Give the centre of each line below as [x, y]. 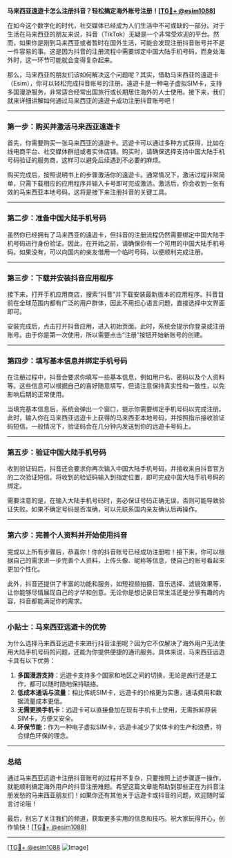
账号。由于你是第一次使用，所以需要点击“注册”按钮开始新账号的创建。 [107, 335]
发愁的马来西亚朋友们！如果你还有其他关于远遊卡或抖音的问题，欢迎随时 [116, 795]
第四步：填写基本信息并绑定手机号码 [67, 360]
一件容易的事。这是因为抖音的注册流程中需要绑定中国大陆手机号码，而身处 [113, 51]
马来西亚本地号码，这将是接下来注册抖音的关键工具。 [95, 192]
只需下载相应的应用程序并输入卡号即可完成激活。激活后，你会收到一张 [119, 184]
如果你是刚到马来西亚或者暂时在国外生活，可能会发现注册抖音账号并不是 [122, 43]
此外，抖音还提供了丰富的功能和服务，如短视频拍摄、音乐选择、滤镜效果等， [116, 583]
